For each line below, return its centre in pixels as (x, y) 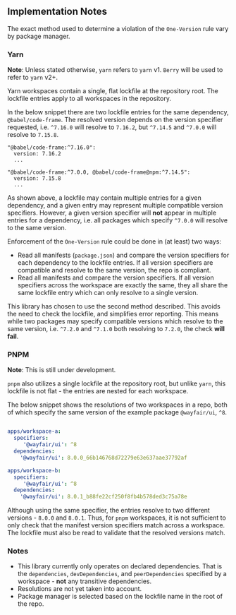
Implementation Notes (57, 12)
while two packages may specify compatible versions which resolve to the (115, 321)
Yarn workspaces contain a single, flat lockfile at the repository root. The (113, 91)
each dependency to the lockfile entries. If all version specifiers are (115, 263)
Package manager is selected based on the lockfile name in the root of (120, 597)
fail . (13, 336)
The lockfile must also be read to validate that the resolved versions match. (116, 533)
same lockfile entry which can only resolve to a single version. (108, 293)
